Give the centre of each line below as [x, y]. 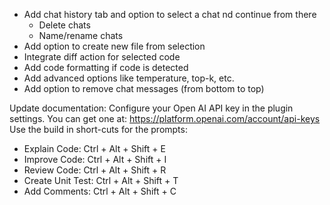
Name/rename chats [81, 35]
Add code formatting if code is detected [106, 67]
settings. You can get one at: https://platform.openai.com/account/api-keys [165, 118]
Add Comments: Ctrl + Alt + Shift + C [100, 191]
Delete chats [64, 25]
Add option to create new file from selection [114, 46]
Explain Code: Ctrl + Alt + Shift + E [94, 148]
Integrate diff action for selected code [102, 57]
